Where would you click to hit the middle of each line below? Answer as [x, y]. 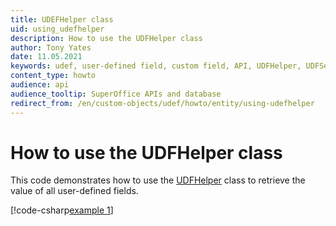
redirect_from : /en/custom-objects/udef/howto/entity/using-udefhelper [162, 103]
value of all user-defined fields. [74, 191]
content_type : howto [53, 76]
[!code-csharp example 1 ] [62, 210]
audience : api [40, 85]
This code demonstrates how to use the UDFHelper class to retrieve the [158, 180]
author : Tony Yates [51, 47]
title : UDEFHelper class [62, 19]
